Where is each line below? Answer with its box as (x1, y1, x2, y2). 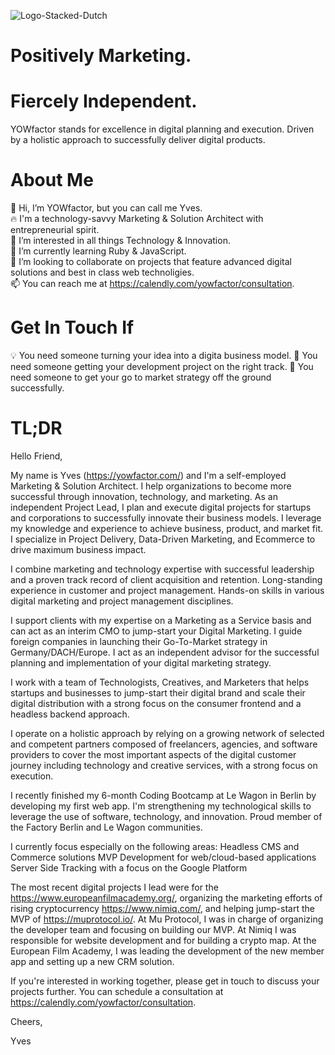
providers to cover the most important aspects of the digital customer (10, 748, 297, 760)
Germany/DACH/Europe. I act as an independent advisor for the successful (10, 646, 320, 658)
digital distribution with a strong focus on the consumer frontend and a (10, 697, 302, 709)
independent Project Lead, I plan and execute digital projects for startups (10, 501, 312, 513)
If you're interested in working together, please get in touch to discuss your (10, 975, 320, 987)
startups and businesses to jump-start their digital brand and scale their (10, 686, 306, 699)
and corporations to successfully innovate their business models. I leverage (10, 511, 322, 524)
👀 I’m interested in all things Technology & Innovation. (10, 235, 231, 247)
